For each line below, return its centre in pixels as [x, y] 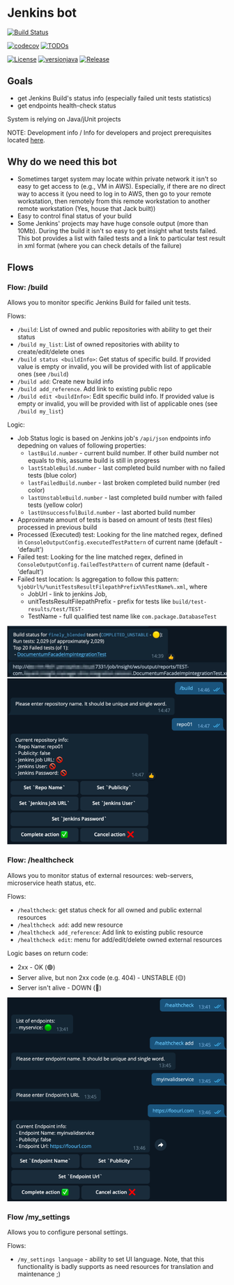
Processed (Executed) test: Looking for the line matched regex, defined [120, 535]
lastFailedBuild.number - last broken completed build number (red [124, 483]
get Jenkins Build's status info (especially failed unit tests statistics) [114, 98]
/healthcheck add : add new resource [70, 925]
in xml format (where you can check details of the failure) [100, 245]
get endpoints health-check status [67, 105]
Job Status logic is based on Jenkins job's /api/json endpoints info [114, 439]
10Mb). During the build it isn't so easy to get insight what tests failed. [117, 230]
